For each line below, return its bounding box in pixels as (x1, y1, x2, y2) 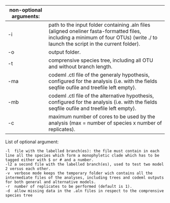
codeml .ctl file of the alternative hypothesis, (48, 92, 154, 99)
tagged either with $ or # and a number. (5, 157, 94, 163)
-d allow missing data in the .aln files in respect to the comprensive (5, 188, 164, 193)
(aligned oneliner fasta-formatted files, (48, 28, 142, 34)
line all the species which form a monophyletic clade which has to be (5, 153, 159, 158)
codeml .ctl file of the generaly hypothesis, (48, 71, 150, 78)
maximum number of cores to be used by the (48, 113, 155, 120)
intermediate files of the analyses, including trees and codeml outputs (5, 175, 164, 180)
